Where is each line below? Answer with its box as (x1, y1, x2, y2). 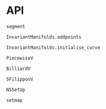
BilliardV (6, 66, 31, 72)
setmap (6, 97, 23, 103)
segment (6, 23, 26, 30)
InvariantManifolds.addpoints (6, 34, 82, 40)
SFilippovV (6, 76, 34, 82)
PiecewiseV (6, 55, 34, 61)
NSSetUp (6, 87, 26, 93)
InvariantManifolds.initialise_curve (6, 45, 101, 51)
